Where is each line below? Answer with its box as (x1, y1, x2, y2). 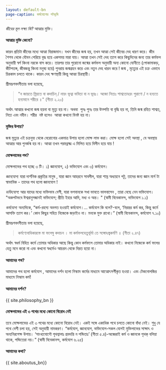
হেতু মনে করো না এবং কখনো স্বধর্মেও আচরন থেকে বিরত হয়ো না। (5, 245, 97, 251)
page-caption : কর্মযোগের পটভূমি (5, 12, 59, 17)
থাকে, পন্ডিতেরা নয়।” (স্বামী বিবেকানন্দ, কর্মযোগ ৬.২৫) (5, 336, 83, 343)
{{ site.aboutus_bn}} (5, 360, 47, 366)
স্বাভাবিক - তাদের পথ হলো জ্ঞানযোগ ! (5, 179, 58, 185)
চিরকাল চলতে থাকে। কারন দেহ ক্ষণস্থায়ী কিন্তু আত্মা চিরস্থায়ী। (5, 71, 91, 77)
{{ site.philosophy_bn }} (5, 297, 54, 303)
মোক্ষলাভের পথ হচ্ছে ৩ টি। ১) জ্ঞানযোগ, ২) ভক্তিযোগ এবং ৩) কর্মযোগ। (5, 163, 108, 169)
